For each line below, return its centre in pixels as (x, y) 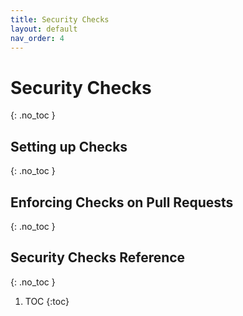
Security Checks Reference (98, 257)
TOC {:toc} (47, 301)
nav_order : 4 (37, 38)
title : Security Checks (60, 19)
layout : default (44, 29)
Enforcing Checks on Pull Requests (122, 202)
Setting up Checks (69, 146)
